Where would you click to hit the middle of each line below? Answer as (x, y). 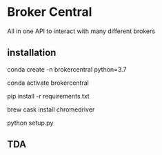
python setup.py (30, 123)
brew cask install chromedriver (51, 109)
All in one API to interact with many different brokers (81, 31)
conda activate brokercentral (48, 83)
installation (32, 53)
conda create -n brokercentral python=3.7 (67, 69)
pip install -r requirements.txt (48, 96)
